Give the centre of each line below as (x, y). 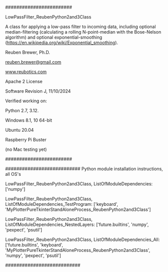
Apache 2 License (24, 81)
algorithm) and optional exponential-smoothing (54, 37)
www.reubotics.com (26, 72)
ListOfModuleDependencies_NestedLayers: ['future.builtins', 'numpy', (77, 224)
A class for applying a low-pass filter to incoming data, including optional (81, 27)
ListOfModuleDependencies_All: (127, 239)
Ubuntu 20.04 (20, 130)
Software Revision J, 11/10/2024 (38, 91)
